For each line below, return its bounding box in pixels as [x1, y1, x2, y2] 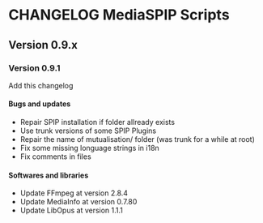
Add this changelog [8, 80, 74, 90]
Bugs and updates [8, 99, 71, 109]
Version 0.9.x [8, 38, 78, 52]
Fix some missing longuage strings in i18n [19, 144, 159, 153]
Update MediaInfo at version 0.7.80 [19, 197, 138, 207]
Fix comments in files [19, 152, 91, 161]
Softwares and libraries [8, 170, 89, 180]
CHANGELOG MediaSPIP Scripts [8, 6, 230, 24]
